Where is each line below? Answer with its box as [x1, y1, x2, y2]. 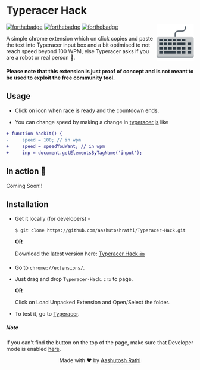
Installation [6, 199, 49, 209]
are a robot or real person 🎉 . [6, 54, 76, 61]
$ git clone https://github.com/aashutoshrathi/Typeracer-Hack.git [14, 227, 186, 233]
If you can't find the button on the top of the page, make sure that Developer [6, 339, 193, 346]
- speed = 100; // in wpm [6, 137, 82, 143]
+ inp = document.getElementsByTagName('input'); [6, 150, 143, 156]
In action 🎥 [6, 166, 46, 177]
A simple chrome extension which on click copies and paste [6, 35, 154, 42]
